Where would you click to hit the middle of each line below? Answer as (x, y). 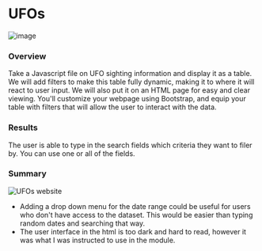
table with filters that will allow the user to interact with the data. (112, 107)
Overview (27, 56)
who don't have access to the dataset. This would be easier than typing (136, 215)
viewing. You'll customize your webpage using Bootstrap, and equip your (127, 99)
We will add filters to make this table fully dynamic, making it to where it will (131, 82)
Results (23, 127)
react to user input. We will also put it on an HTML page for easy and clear (129, 90)
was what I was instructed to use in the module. (97, 240)
